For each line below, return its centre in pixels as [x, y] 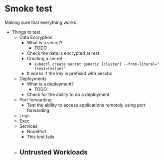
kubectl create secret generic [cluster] [78, 64]
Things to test [26, 32]
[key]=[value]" [50, 68]
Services [28, 126]
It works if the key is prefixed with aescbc [70, 73]
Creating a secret [45, 58]
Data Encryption [36, 37]
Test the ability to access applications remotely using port [86, 105]
